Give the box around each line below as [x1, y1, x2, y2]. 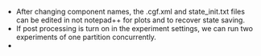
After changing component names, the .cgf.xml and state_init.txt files [15, 7, 246, 16]
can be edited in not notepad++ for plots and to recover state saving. [15, 15, 246, 25]
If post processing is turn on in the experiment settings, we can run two [15, 24, 254, 33]
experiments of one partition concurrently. [15, 32, 157, 42]
